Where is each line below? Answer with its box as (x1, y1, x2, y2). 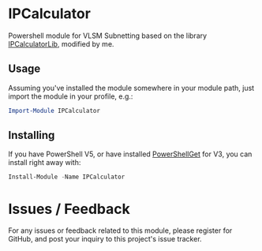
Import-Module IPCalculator (8, 107, 101, 114)
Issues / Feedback (8, 200, 130, 218)
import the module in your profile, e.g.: (8, 92, 133, 101)
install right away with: (8, 158, 81, 167)
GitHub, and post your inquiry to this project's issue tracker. (8, 234, 203, 244)
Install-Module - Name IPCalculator (8, 173, 125, 182)
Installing (8, 129, 55, 142)
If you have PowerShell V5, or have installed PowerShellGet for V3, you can (8, 149, 253, 159)
